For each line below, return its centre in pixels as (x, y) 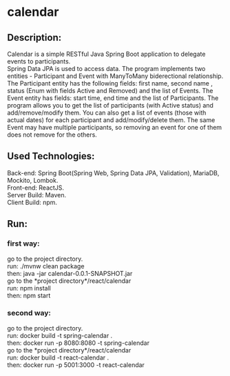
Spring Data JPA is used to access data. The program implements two (106, 69)
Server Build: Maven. (37, 195)
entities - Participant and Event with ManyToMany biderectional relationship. (115, 76)
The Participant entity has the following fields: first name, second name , (110, 83)
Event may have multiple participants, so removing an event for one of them (115, 127)
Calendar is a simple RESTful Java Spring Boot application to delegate (106, 54)
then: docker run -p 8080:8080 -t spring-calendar (79, 343)
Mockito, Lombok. (33, 180)
